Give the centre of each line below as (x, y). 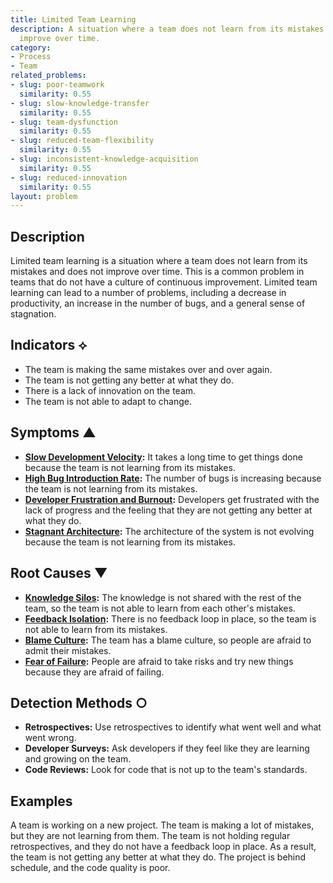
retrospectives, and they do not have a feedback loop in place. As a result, (163, 847)
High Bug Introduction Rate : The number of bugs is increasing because (173, 478)
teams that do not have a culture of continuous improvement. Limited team (164, 282)
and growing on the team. (78, 759)
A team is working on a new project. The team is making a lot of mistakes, (162, 825)
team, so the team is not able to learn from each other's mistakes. (160, 608)
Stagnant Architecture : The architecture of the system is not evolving (169, 531)
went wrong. (50, 738)
